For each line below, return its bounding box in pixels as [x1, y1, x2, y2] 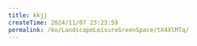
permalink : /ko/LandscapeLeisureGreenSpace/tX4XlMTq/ [8, 26, 190, 34]
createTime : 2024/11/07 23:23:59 [8, 19, 119, 27]
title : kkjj [8, 11, 47, 19]
